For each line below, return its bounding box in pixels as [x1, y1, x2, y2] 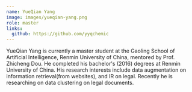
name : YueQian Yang [6, 8, 55, 15]
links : [6, 25, 23, 32]
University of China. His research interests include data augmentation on [6, 66, 187, 73]
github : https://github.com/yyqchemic [11, 31, 110, 37]
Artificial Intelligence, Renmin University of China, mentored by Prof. [6, 54, 175, 61]
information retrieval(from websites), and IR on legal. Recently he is [6, 73, 173, 80]
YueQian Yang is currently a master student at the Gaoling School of [6, 47, 175, 54]
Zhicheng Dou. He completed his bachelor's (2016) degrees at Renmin [6, 60, 181, 68]
